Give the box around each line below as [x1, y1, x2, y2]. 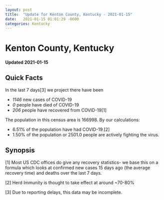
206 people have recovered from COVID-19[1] [12, 107, 107, 113]
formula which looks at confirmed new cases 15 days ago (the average [5, 165, 151, 171]
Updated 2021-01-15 [5, 59, 48, 65]
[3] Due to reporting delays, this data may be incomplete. [5, 189, 123, 195]
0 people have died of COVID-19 [12, 101, 79, 107]
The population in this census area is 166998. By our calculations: [5, 116, 140, 122]
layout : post [5, 7, 32, 12]
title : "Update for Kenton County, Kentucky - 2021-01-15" [5, 12, 133, 17]
